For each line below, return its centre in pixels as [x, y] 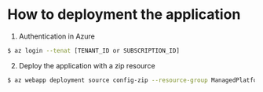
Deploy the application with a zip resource [87, 65]
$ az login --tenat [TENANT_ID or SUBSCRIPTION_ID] [93, 50]
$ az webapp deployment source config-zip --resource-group [108, 80]
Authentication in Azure [57, 36]
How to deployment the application [124, 15]
